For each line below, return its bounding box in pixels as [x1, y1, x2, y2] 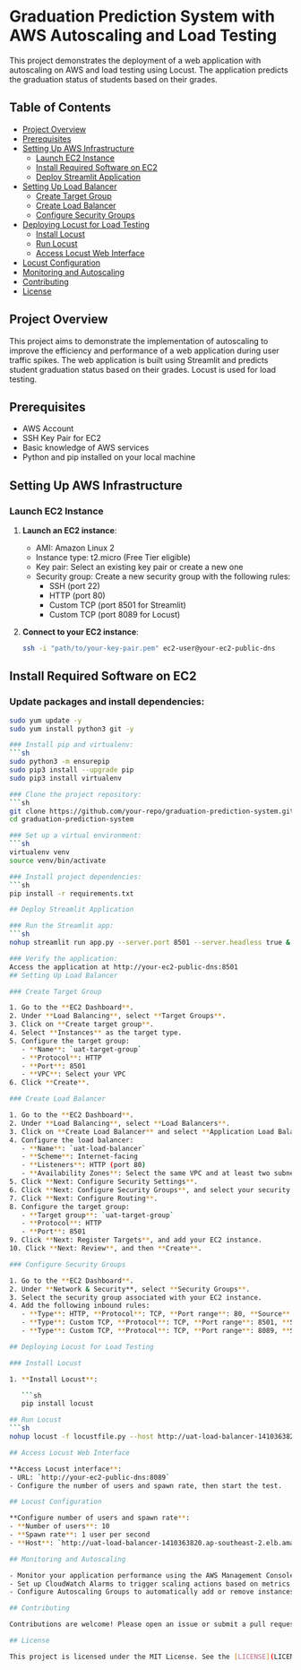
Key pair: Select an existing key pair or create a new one [35, 562, 244, 573]
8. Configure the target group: [9, 1202, 130, 1211]
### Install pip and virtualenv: [9, 740, 134, 749]
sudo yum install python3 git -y [9, 724, 134, 733]
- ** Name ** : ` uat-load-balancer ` [21, 1144, 146, 1153]
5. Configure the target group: [9, 1036, 130, 1045]
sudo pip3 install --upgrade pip [9, 766, 134, 774]
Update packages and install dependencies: [9, 696, 205, 708]
